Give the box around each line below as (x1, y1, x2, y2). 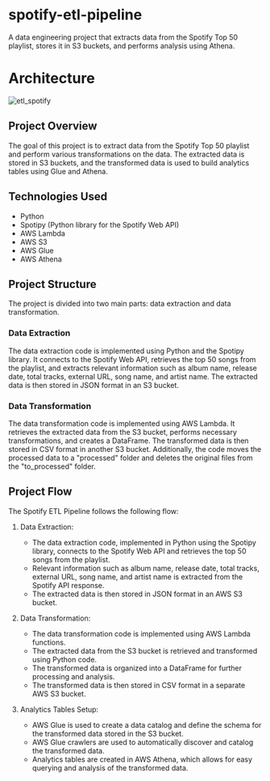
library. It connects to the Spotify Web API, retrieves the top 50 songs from (8, 354, 256, 364)
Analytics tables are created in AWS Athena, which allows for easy (31, 754, 252, 764)
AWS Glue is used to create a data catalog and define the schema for (31, 720, 262, 729)
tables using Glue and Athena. (8, 166, 109, 176)
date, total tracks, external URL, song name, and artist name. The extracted (8, 371, 258, 381)
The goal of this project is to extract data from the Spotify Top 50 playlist (8, 140, 250, 150)
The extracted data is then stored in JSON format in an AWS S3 (31, 589, 243, 599)
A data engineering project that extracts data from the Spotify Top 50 (8, 32, 239, 42)
